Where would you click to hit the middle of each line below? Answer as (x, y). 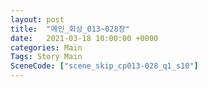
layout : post (37, 19)
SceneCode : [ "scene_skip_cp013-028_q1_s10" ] (104, 66)
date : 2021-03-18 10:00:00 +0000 (84, 38)
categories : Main (46, 47)
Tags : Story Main (46, 57)
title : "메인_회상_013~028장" (70, 29)
